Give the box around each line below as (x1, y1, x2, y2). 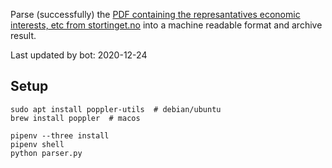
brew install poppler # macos (10, 113, 141, 123)
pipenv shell (10, 139, 65, 149)
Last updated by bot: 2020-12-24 (10, 49, 148, 61)
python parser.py (10, 148, 83, 158)
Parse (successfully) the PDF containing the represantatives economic (10, 9, 301, 20)
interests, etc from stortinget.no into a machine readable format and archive (10, 19, 323, 31)
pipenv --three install (10, 130, 110, 141)
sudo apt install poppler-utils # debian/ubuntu (10, 104, 222, 114)
